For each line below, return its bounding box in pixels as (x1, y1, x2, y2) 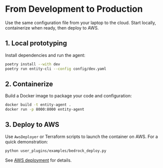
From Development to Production (5, 3, 143, 15)
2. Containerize (5, 80, 53, 88)
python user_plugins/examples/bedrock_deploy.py (5, 148, 107, 153)
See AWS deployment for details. (5, 157, 72, 163)
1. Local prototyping (5, 39, 67, 48)
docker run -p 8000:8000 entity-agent (5, 107, 84, 112)
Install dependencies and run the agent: (5, 52, 86, 58)
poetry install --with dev (5, 61, 60, 67)
